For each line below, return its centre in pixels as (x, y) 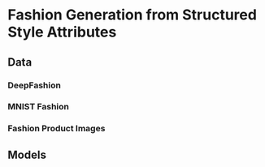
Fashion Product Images (56, 129)
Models (27, 154)
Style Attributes (62, 32)
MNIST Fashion (39, 107)
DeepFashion (35, 85)
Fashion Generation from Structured (132, 15)
